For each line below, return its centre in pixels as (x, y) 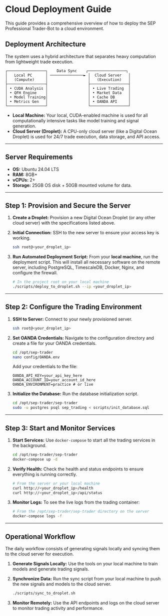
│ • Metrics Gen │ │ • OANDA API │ (68, 101)
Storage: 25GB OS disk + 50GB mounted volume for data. (72, 185)
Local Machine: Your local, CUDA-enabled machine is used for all (80, 115)
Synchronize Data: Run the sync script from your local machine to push (86, 578)
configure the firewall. (35, 273)
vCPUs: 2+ (24, 180)
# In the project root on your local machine (60, 282)
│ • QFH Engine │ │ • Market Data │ (68, 93)
